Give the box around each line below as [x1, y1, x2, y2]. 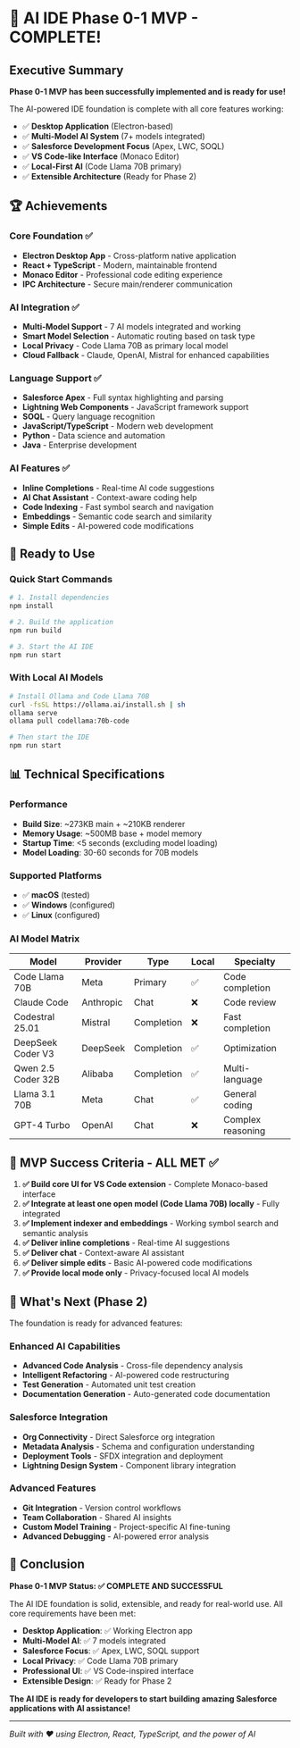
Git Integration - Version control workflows [21, 1502, 181, 1513]
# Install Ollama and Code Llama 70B [9, 691, 150, 700]
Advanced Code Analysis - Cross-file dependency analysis [21, 1360, 244, 1371]
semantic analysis [21, 1228, 89, 1239]
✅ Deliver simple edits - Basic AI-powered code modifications [21, 1258, 253, 1268]
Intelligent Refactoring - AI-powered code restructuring [21, 1370, 229, 1381]
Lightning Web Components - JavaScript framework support [21, 402, 249, 413]
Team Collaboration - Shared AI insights [21, 1511, 172, 1522]
